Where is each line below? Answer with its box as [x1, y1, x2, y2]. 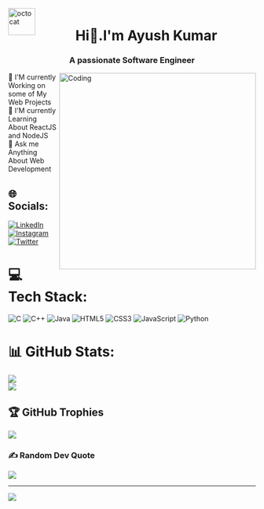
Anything [8, 148, 38, 157]
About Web [8, 156, 45, 166]
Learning [8, 114, 38, 124]
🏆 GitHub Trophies [8, 405, 104, 419]
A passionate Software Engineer [69, 55, 195, 66]
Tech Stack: [8, 288, 88, 306]
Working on [8, 81, 46, 90]
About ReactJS [8, 123, 57, 132]
